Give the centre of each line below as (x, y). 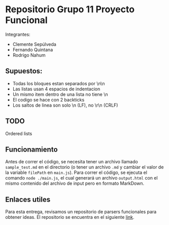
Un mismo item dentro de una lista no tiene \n (60, 94)
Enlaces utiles (28, 199)
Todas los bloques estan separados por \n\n (59, 83)
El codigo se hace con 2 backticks (48, 99)
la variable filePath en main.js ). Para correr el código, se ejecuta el (76, 172)
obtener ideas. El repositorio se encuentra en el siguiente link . (70, 217)
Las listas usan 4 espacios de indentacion (56, 89)
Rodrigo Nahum (29, 55)
